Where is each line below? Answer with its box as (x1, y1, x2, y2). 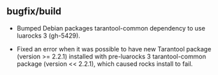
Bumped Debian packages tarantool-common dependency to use (16, 24, 205, 32)
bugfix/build (6, 6, 62, 17)
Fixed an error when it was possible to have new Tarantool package (16, 44, 212, 53)
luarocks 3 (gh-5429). (16, 31, 81, 40)
